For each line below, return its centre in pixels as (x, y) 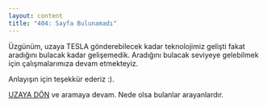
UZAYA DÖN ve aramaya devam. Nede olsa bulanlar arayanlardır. (116, 94)
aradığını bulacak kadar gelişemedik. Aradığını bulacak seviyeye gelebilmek (134, 55)
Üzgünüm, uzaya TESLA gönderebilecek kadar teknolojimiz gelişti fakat (127, 46)
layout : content (35, 16)
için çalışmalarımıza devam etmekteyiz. (73, 63)
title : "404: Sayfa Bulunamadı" (63, 23)
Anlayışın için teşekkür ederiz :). (61, 79)
